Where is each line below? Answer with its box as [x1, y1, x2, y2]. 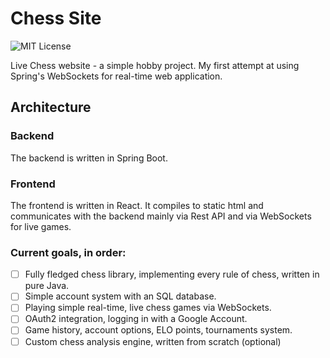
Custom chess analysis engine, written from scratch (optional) [24, 335, 282, 347]
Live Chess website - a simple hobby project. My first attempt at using [10, 59, 300, 71]
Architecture [10, 99, 92, 116]
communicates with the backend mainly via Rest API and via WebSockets [10, 210, 312, 222]
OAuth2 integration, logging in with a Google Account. [24, 313, 248, 325]
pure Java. [24, 280, 70, 292]
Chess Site [10, 7, 102, 30]
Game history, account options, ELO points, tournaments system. [24, 324, 293, 336]
